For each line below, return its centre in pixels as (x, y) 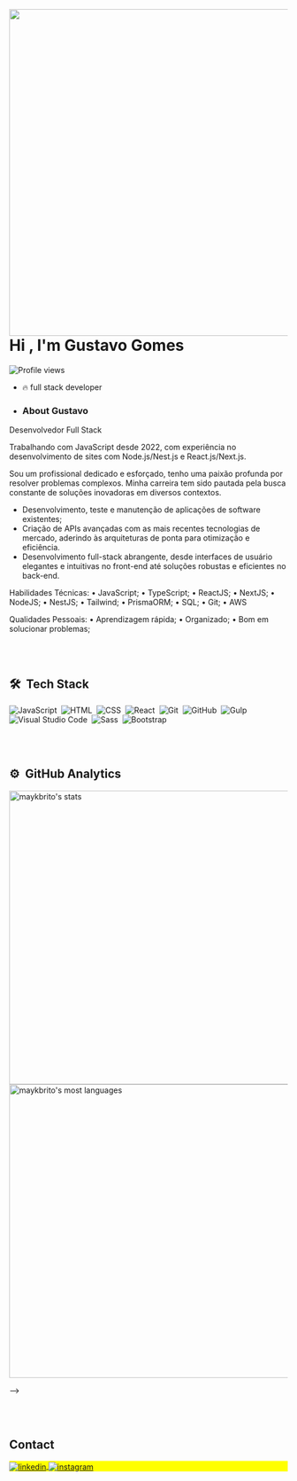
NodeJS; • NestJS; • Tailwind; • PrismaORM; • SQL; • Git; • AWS (128, 603)
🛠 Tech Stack (49, 685)
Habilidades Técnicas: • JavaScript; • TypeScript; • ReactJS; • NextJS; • (142, 593)
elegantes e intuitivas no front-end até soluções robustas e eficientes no (154, 566)
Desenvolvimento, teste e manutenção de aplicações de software (141, 510)
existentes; (42, 519)
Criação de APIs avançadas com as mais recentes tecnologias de (141, 529)
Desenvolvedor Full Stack (56, 430)
